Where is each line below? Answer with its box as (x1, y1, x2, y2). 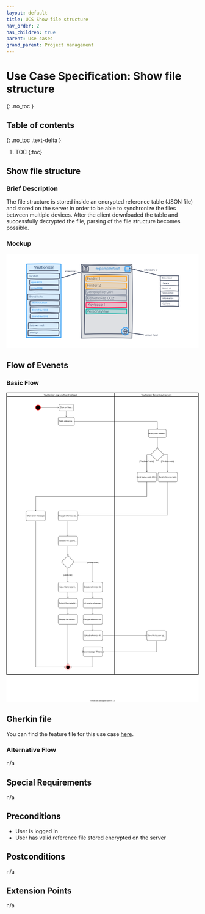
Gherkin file (6, 714, 52, 724)
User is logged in (15, 827, 58, 834)
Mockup (6, 239, 32, 248)
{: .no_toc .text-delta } (6, 136, 62, 144)
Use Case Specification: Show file (6, 69, 182, 83)
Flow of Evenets (6, 360, 69, 370)
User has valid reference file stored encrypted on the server (15, 834, 167, 841)
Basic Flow (6, 378, 40, 387)
